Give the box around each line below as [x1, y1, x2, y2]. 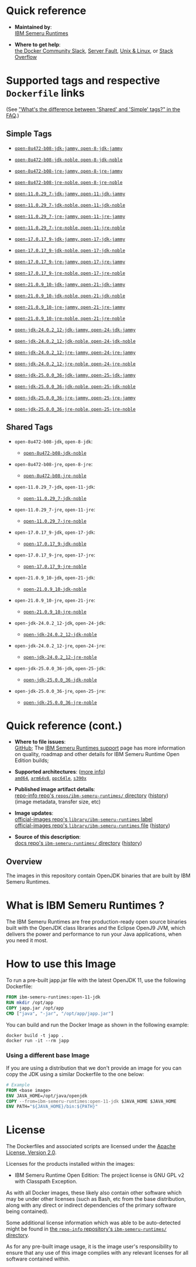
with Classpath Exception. [14, 1178, 78, 1185]
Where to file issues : [14, 739, 66, 746]
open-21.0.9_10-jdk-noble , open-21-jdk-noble [14, 291, 126, 299]
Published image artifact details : [14, 786, 95, 793]
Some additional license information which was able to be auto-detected [6, 1219, 181, 1227]
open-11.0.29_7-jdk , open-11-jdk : [14, 483, 95, 490]
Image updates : [14, 809, 54, 817]
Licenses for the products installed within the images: [6, 1160, 135, 1168]
